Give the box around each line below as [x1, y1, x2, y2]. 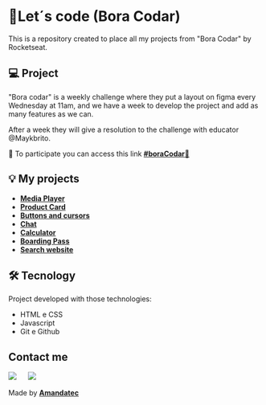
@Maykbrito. [8, 133, 51, 143]
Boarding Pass [19, 236, 70, 246]
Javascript [19, 318, 55, 328]
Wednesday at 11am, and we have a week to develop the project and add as [8, 100, 259, 110]
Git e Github [19, 327, 60, 337]
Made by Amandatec [8, 388, 79, 398]
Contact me [8, 350, 68, 364]
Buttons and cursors [19, 211, 90, 220]
